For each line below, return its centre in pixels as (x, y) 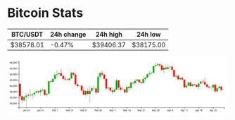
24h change (68, 35)
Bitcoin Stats (45, 13)
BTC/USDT (27, 35)
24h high (109, 35)
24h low (148, 35)
